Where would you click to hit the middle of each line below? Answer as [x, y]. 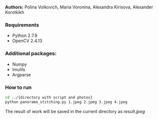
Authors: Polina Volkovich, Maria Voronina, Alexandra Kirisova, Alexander [79, 7]
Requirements [22, 25]
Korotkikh [15, 12]
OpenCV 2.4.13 [27, 41]
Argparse [21, 74]
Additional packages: [31, 53]
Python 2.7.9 [25, 36]
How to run [18, 87]
